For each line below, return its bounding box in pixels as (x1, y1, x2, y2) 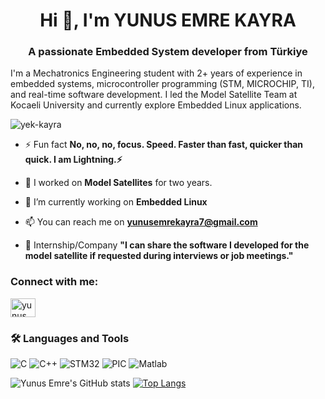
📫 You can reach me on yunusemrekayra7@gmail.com (24, 216, 258, 228)
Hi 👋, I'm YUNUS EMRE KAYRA (39, 9, 297, 32)
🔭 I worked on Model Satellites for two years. (24, 177, 213, 189)
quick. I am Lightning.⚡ (24, 154, 123, 166)
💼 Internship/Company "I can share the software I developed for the (24, 239, 310, 251)
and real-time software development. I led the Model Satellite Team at (10, 89, 298, 101)
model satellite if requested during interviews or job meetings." (24, 250, 294, 262)
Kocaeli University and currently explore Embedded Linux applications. (10, 99, 302, 111)
